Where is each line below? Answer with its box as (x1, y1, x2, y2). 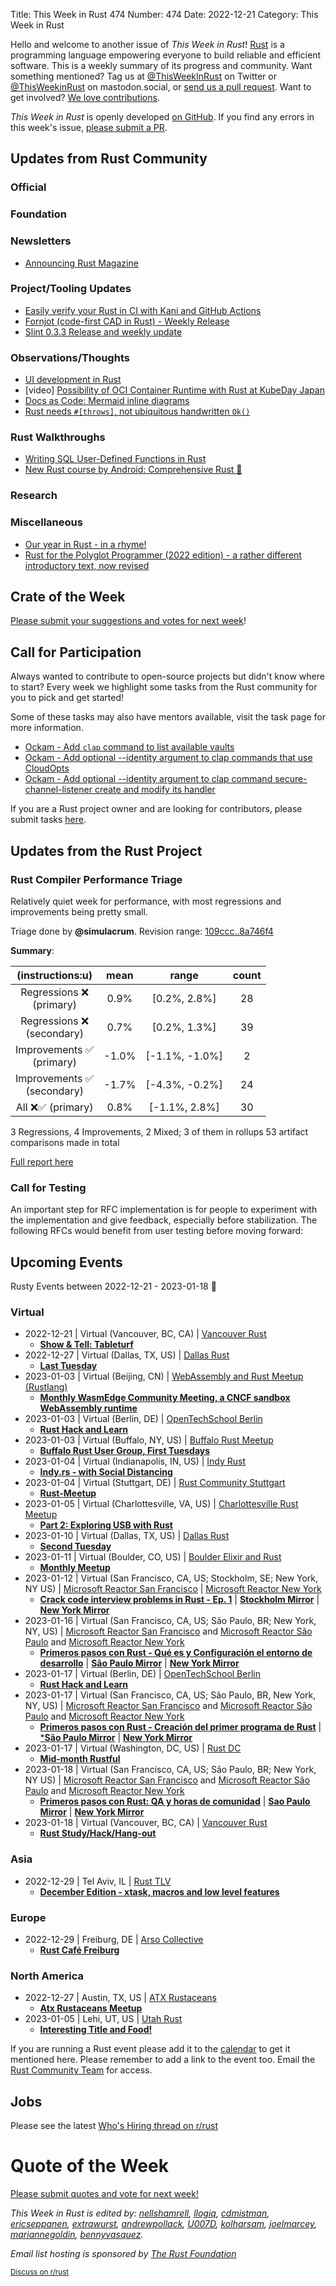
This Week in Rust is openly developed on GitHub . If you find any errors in (10, 111, 315, 123)
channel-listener (24, 784, 93, 796)
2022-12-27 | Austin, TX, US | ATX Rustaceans (24, 1992, 217, 2004)
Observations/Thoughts (10, 350, 130, 364)
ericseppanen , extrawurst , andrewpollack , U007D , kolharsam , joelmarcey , (10, 2218, 318, 2229)
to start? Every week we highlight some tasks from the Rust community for (10, 681, 318, 693)
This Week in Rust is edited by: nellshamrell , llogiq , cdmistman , (10, 2207, 270, 2219)
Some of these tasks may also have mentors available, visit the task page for (10, 711, 326, 723)
